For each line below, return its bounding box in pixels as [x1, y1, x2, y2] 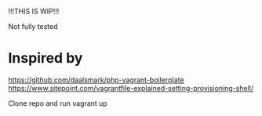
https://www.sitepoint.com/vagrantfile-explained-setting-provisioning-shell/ [8, 83, 254, 92]
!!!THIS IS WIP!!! [8, 7, 60, 16]
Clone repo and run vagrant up [8, 98, 107, 108]
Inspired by [8, 49, 83, 67]
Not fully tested [8, 22, 58, 31]
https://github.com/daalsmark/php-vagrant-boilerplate [8, 74, 184, 85]
